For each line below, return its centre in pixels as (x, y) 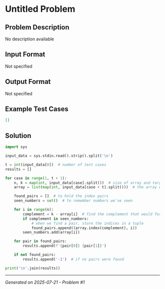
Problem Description (37, 27)
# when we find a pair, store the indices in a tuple (87, 223)
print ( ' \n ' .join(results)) (33, 268)
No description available (30, 39)
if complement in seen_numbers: (56, 219)
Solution (18, 135)
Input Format (25, 54)
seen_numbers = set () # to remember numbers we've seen (73, 201)
